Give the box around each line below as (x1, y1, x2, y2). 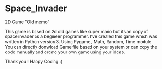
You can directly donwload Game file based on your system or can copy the (5, 44, 157, 50)
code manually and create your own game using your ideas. (5, 49, 125, 55)
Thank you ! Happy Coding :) (5, 58, 63, 64)
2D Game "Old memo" (5, 19, 50, 25)
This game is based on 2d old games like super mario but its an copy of (5, 28, 148, 34)
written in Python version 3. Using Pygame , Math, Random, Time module (5, 38, 152, 44)
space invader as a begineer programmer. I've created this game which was (5, 34, 157, 39)
